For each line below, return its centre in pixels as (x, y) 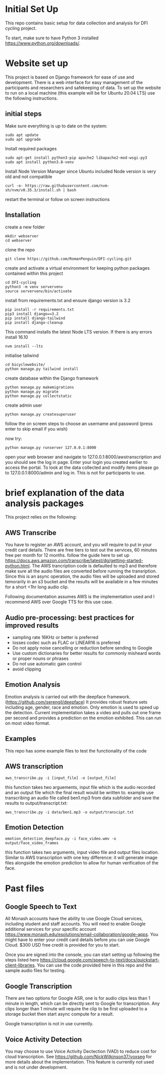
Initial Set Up (32, 9)
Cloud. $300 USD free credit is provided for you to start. (62, 945)
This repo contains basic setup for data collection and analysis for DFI (77, 23)
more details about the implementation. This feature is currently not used (80, 1062)
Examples (21, 739)
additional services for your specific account (51, 929)
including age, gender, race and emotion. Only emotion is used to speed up (82, 707)
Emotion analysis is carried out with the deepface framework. (68, 697)
